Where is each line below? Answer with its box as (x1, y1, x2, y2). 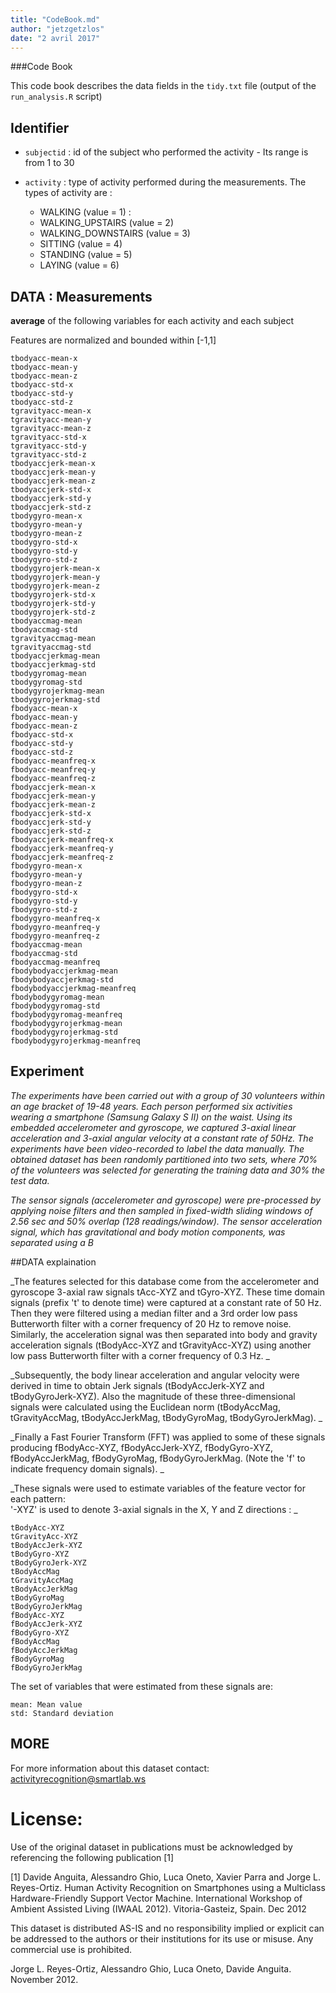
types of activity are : (24, 187, 113, 199)
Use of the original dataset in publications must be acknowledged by (10, 1841, 293, 1853)
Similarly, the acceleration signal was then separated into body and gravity (10, 1328, 318, 1340)
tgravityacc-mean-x (10, 406, 92, 416)
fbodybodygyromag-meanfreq (10, 1010, 123, 1020)
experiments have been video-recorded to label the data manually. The (10, 1142, 305, 1155)
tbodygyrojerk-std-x (10, 590, 97, 600)
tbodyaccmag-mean (10, 616, 83, 626)
